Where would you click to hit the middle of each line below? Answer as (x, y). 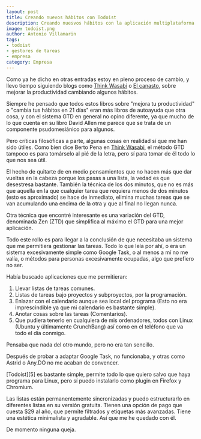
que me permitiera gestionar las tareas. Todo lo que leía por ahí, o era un (96, 246)
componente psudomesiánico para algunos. (61, 129)
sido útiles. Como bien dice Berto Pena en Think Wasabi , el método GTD (95, 147)
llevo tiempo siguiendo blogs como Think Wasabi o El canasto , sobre (91, 85)
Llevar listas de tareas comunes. (55, 288)
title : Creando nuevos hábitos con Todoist (61, 17)
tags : (13, 40)
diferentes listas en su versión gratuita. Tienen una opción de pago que (94, 405)
